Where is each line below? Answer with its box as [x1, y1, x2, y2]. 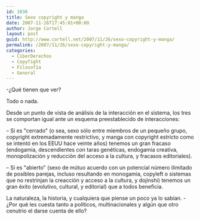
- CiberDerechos [11, 53, 52, 59]
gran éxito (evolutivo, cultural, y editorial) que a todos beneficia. [6, 183, 163, 190]
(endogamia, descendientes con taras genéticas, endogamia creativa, [6, 146, 178, 153]
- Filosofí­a [11, 64, 42, 70]
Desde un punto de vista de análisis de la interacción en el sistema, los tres [6, 109, 191, 116]
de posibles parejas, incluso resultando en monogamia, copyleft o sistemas [6, 171, 192, 178]
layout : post [6, 31, 39, 37]
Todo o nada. [6, 98, 39, 105]
